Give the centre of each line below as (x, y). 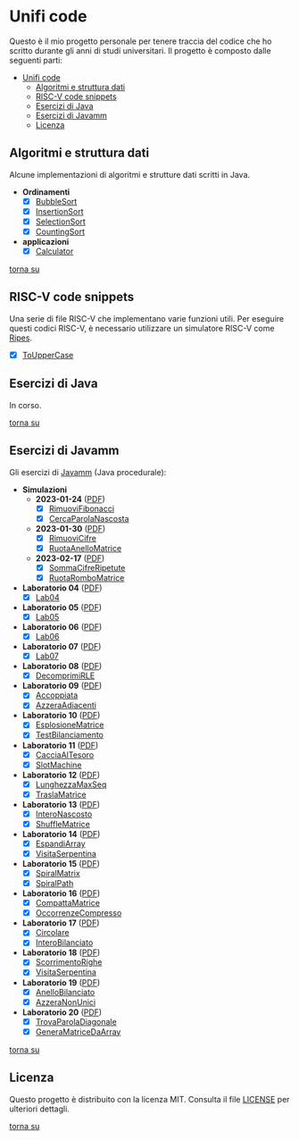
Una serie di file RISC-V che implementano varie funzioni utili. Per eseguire (146, 318)
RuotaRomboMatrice (87, 577)
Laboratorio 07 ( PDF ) (62, 647)
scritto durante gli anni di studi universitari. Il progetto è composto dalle (140, 50)
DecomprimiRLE (65, 675)
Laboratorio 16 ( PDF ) (61, 893)
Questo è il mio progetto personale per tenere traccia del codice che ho (141, 41)
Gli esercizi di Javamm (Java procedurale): (88, 472)
